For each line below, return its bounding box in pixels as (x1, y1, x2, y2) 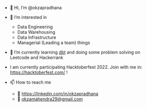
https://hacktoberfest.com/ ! (9, 69, 68, 75)
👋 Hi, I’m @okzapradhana (9, 5, 62, 10)
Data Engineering (17, 24, 53, 30)
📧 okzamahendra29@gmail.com (17, 96, 83, 102)
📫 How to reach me (9, 79, 51, 85)
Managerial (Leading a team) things (17, 40, 90, 46)
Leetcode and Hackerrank (9, 54, 64, 60)
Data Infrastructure (17, 35, 56, 40)
